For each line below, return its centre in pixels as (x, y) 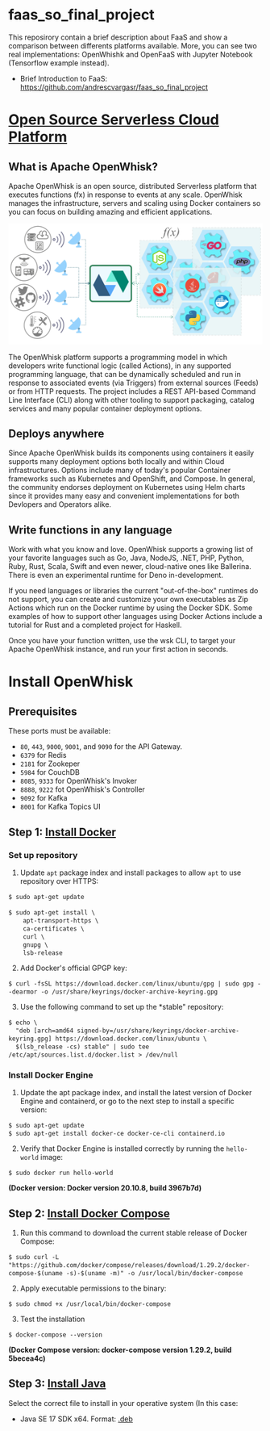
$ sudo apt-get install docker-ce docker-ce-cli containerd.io (117, 1134)
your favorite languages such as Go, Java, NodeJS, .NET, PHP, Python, (126, 558)
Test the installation (52, 1319)
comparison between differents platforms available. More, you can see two (133, 45)
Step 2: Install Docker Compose (89, 1213)
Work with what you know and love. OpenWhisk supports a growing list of (131, 550)
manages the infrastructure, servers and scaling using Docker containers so (135, 203)
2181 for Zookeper (50, 764)
